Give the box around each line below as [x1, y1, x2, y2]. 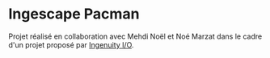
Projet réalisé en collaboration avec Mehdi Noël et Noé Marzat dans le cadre [8, 31, 263, 41]
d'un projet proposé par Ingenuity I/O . [8, 39, 134, 49]
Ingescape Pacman [8, 5, 140, 23]
